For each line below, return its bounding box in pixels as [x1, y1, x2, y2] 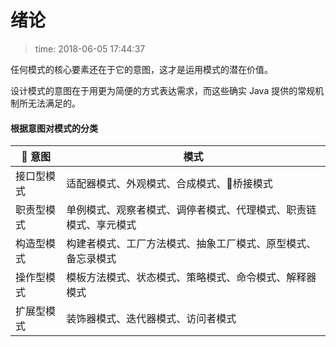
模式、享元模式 [66, 218, 137, 232]
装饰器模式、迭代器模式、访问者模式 [66, 312, 237, 326]
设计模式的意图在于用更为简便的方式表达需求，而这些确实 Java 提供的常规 [10, 84, 316, 96]
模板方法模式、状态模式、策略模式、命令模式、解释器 [66, 271, 317, 285]
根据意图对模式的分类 [10, 122, 98, 134]
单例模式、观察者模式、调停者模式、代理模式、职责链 [66, 203, 317, 217]
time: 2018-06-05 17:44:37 [34, 42, 146, 55]
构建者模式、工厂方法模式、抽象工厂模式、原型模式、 [66, 237, 317, 251]
